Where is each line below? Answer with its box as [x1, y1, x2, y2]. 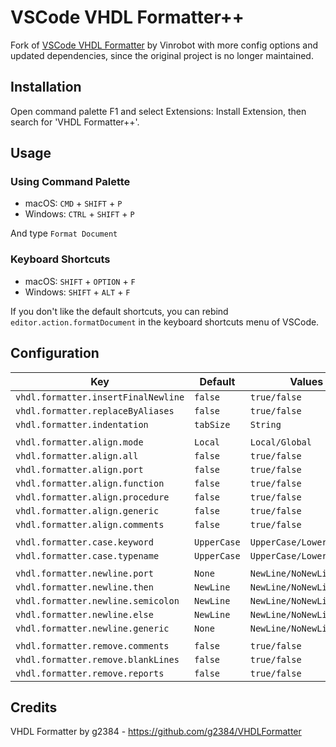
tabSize [194, 419, 231, 430]
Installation [10, 79, 82, 96]
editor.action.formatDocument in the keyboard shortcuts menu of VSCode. [10, 316, 320, 328]
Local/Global [249, 436, 312, 448]
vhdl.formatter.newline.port [15, 567, 154, 579]
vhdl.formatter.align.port [15, 464, 144, 475]
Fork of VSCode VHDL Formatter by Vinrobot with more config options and [10, 39, 318, 51]
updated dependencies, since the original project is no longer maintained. [10, 49, 314, 61]
